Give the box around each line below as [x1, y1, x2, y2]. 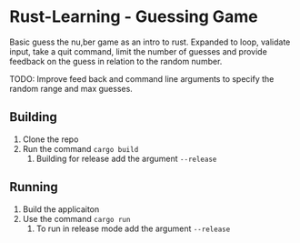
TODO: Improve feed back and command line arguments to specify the [9, 73, 275, 84]
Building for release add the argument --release [35, 153, 217, 164]
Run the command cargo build [22, 143, 139, 154]
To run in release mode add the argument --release [35, 223, 231, 234]
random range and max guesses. [9, 83, 134, 94]
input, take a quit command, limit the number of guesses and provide [9, 46, 268, 56]
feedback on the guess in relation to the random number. [9, 56, 223, 66]
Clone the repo [22, 134, 79, 145]
